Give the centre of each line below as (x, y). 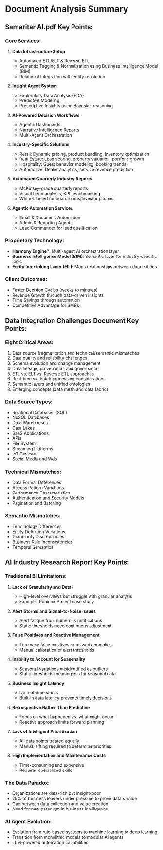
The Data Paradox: (27, 783)
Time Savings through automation (46, 300)
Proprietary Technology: (35, 240)
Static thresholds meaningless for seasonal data (67, 673)
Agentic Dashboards (40, 124)
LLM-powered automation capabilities (50, 843)
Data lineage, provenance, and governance (55, 369)
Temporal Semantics (33, 547)
